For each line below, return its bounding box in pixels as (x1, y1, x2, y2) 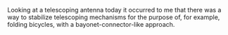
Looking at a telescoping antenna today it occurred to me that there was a (7, 6, 222, 14)
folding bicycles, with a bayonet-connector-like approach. (7, 21, 175, 28)
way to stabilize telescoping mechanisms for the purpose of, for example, (7, 13, 220, 21)
